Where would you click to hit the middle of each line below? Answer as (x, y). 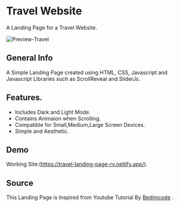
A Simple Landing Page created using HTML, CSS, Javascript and (87, 72)
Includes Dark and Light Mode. (53, 112)
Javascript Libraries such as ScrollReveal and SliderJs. (73, 78)
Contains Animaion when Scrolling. (58, 118)
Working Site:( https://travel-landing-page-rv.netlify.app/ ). (77, 164)
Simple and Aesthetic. (42, 131)
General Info (30, 58)
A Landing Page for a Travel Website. (52, 28)
